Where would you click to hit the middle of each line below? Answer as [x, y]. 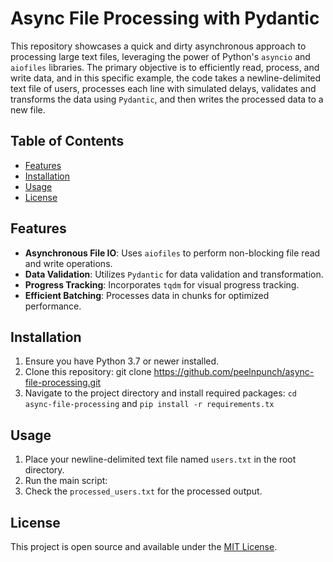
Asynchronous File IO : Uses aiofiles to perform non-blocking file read [172, 253]
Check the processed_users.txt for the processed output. [143, 491]
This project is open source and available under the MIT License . [144, 546]
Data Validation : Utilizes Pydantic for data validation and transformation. [174, 274]
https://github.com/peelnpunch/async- [234, 372]
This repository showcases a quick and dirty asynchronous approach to [158, 46]
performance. [53, 306]
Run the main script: [66, 481]
